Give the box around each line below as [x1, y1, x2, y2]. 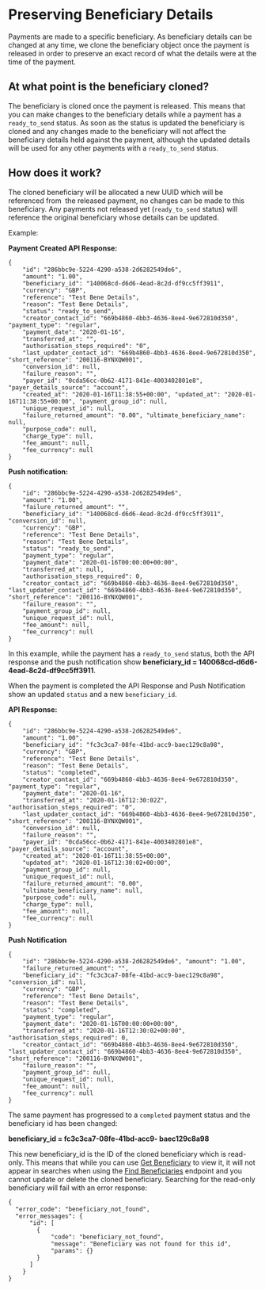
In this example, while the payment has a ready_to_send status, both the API [8, 649, 255, 658]
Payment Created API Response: [8, 243, 118, 253]
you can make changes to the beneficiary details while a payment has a [8, 109, 242, 119]
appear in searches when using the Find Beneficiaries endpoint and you [8, 1166, 243, 1175]
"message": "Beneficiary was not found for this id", [50, 1239, 232, 1248]
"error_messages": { [15, 1212, 83, 1220]
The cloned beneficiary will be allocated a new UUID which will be [8, 187, 224, 197]
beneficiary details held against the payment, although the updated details [8, 135, 251, 144]
